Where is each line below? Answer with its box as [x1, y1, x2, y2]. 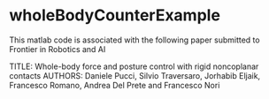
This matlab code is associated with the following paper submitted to [9, 34, 260, 45]
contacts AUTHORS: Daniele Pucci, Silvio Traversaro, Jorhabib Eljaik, [9, 70, 261, 80]
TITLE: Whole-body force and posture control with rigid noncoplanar [9, 61, 259, 72]
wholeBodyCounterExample [9, 5, 221, 26]
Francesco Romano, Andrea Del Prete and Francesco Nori [9, 80, 220, 90]
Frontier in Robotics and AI [9, 43, 106, 54]
